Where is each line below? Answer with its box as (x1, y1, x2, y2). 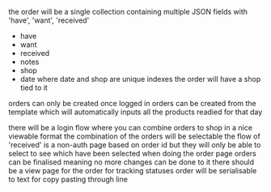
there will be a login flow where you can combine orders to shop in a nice (8, 123, 253, 132)
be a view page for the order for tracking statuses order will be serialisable (8, 166, 257, 175)
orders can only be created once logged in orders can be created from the (8, 99, 256, 108)
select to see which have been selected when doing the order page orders (8, 149, 257, 158)
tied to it (19, 83, 49, 92)
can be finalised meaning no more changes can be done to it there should (8, 157, 255, 167)
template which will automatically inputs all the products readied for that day (8, 107, 263, 117)
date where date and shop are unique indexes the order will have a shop (19, 75, 261, 83)
